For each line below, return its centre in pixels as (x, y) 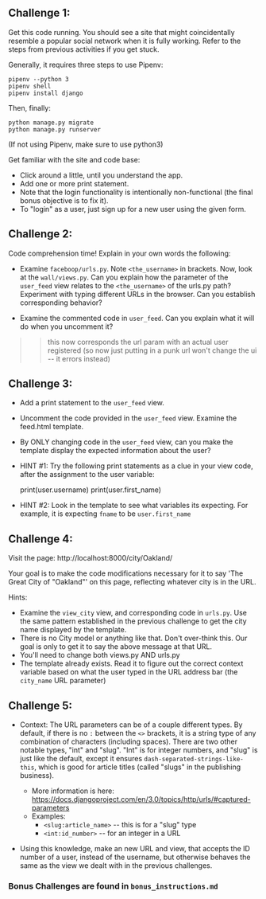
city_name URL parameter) (63, 681)
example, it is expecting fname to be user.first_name (105, 514)
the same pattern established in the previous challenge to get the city (133, 621)
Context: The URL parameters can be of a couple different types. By (131, 725)
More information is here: (73, 791)
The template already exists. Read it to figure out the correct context (131, 663)
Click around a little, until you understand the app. (101, 175)
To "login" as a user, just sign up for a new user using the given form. (133, 209)
